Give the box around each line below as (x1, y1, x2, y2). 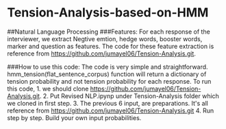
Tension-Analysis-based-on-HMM (7, 5, 209, 21)
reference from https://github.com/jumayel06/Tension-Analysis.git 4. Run (7, 106, 214, 115)
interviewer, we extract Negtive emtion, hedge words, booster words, (7, 34, 203, 43)
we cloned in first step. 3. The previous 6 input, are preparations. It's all (7, 99, 209, 107)
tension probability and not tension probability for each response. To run (7, 77, 212, 85)
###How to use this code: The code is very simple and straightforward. (7, 62, 208, 71)
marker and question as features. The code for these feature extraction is (7, 42, 214, 50)
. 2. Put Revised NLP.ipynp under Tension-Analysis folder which (39, 91, 219, 100)
